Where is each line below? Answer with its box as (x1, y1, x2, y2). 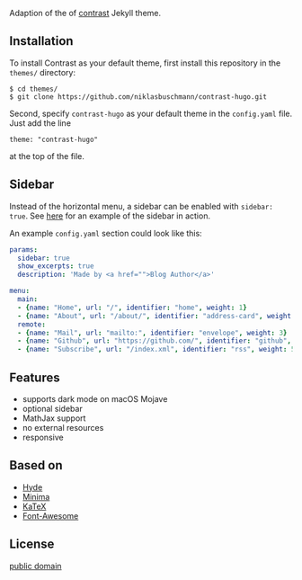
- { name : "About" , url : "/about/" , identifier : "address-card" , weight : (17, 311, 296, 320)
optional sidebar (22, 403, 83, 414)
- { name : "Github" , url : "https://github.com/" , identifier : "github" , (17, 336, 292, 345)
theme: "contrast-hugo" (9, 135, 99, 144)
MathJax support (22, 413, 86, 424)
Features (9, 370, 60, 385)
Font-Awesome (22, 510, 79, 521)
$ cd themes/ (9, 85, 58, 94)
